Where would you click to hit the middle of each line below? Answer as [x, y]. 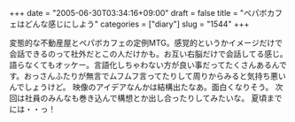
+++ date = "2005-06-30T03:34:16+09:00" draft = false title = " [127, 13]
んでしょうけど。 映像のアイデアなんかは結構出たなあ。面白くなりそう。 [141, 87]
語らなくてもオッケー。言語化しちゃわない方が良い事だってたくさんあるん [144, 65]
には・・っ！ [32, 109]
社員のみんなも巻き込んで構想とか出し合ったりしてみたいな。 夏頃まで [153, 98]
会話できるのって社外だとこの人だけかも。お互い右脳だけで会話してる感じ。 [148, 54]
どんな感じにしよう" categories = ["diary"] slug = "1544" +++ [137, 24]
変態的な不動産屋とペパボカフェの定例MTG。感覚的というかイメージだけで [146, 43]
